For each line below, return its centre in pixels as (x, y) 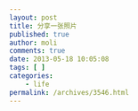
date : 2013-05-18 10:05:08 (59, 59)
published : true (39, 34)
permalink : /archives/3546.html (69, 92)
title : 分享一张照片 (43, 26)
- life (37, 84)
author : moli (33, 43)
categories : (31, 76)
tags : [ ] (28, 68)
